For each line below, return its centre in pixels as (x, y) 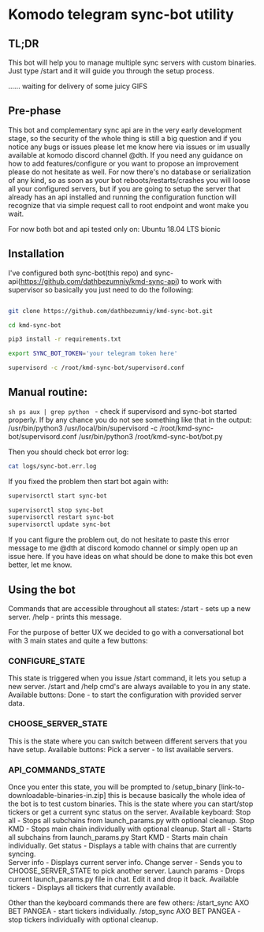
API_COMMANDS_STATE (57, 770)
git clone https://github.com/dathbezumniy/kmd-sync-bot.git (111, 311)
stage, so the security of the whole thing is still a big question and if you (125, 138)
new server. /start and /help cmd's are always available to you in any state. (129, 687)
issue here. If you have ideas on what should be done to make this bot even (131, 557)
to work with (201, 281)
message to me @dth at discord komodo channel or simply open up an (123, 548)
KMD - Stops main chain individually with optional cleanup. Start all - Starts (130, 829)
